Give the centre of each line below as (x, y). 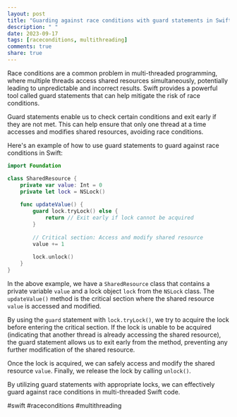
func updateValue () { (51, 205)
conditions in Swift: (35, 153)
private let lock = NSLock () (63, 192)
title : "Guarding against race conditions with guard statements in (110, 20)
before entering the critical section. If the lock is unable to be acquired (109, 327)
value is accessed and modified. (54, 306)
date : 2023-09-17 (33, 33)
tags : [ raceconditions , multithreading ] (68, 40)
